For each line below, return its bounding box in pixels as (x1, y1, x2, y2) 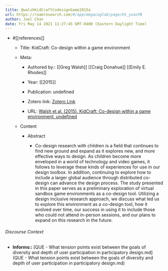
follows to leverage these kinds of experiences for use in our (35, 164, 160, 170)
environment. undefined (27, 114, 77, 120)
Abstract (27, 133, 46, 139)
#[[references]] (12, 35, 45, 41)
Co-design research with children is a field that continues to (35, 143, 159, 149)
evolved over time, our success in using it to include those (35, 206, 155, 213)
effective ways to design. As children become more (35, 153, 141, 159)
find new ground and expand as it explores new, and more (35, 148, 155, 154)
